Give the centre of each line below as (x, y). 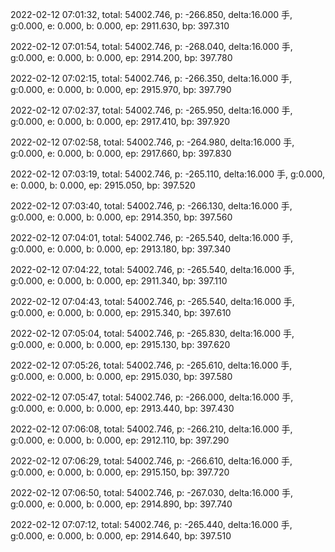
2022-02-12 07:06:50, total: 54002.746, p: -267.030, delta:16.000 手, (152, 492)
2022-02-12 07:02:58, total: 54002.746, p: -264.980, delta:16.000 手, (152, 142)
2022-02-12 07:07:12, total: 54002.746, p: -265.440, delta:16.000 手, (151, 524)
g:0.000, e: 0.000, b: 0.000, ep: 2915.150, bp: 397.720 (120, 472)
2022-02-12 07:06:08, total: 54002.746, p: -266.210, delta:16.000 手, (151, 429)
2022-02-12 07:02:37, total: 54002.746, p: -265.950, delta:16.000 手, (151, 110)
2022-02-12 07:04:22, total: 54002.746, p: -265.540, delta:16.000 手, (152, 269)
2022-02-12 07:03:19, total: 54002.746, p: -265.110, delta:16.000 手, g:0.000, (167, 174)
